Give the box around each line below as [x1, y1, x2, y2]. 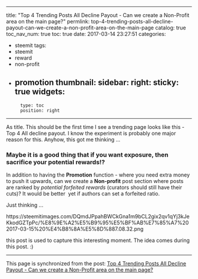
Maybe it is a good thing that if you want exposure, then [6, 151, 169, 159]
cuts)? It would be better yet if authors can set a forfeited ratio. [6, 190, 160, 197]
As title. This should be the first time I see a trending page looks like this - [6, 123, 184, 130]
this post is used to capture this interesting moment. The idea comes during [6, 237, 190, 244]
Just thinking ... [6, 201, 44, 209]
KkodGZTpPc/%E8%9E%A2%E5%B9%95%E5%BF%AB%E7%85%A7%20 [6, 219, 189, 227]
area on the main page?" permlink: [6, 18, 90, 25]
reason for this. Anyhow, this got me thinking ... [6, 136, 121, 143]
